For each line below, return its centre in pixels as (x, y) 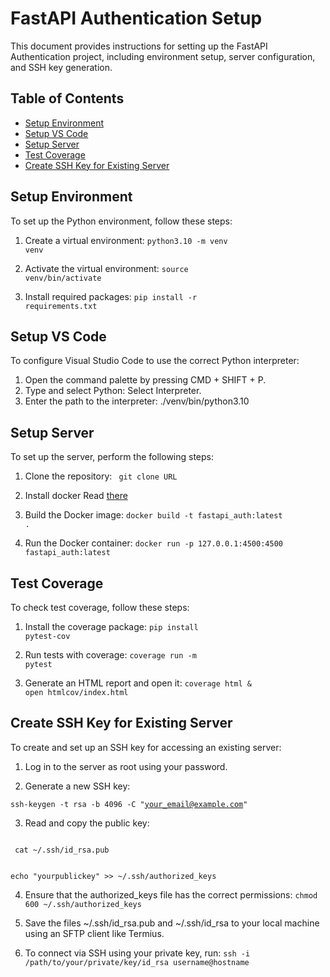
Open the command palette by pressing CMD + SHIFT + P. (145, 380)
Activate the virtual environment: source (106, 268)
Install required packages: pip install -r (111, 296)
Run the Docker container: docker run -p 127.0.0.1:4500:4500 (153, 543)
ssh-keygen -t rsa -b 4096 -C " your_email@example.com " (129, 804)
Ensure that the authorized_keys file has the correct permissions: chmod (171, 894)
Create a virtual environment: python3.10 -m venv (126, 240)
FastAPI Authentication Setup (136, 18)
